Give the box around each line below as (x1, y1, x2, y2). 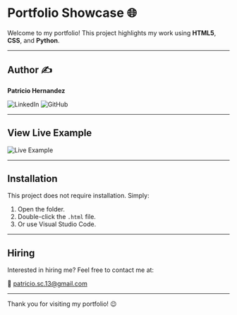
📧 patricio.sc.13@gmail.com (7, 280, 88, 288)
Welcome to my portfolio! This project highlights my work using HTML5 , (7, 28, 217, 37)
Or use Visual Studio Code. (17, 220, 97, 228)
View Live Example (7, 127, 92, 139)
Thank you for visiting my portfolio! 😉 (7, 299, 117, 308)
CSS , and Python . (7, 36, 60, 44)
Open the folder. (17, 205, 66, 214)
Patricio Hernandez (7, 86, 66, 94)
